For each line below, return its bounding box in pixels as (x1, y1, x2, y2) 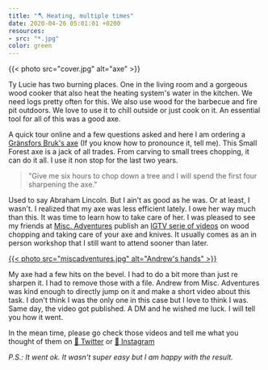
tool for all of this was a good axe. (8, 114, 121, 124)
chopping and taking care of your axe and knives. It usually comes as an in (8, 229, 257, 239)
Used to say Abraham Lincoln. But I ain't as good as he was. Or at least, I (8, 196, 250, 205)
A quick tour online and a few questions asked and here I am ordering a (8, 130, 246, 140)
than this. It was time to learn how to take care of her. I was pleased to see (8, 212, 256, 222)
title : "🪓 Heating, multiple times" (8, 11, 135, 20)
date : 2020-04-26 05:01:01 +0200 (8, 19, 121, 27)
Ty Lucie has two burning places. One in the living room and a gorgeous (8, 80, 248, 90)
